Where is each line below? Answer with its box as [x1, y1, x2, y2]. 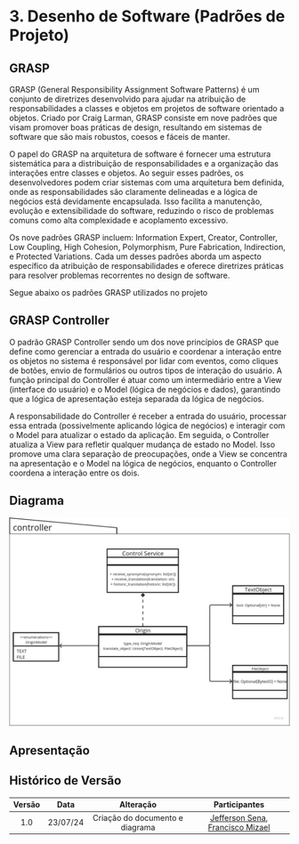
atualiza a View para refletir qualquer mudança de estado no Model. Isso [9, 439, 276, 450]
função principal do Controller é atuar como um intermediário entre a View [9, 374, 282, 385]
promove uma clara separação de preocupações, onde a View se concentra [9, 448, 287, 459]
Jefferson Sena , [209, 812, 269, 823]
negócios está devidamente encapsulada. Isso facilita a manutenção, [9, 196, 263, 207]
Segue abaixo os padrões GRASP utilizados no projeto [9, 288, 208, 297]
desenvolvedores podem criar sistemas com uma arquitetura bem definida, [9, 177, 285, 188]
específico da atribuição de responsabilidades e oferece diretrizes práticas [9, 261, 285, 271]
